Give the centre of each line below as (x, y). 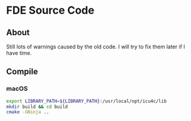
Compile (22, 72)
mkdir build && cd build (37, 107)
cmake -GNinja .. (28, 112)
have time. (19, 53)
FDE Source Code (50, 10)
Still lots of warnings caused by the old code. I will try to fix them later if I (95, 46)
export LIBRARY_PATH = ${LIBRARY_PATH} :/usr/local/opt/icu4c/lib (87, 101)
